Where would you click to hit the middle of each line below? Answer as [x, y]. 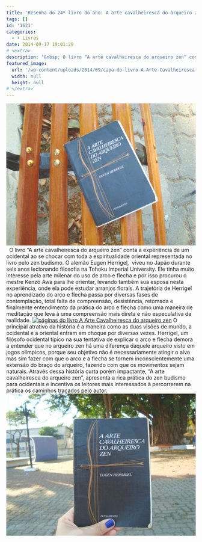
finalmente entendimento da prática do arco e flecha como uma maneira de [100, 307]
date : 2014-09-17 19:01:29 [40, 45]
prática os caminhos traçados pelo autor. [57, 390]
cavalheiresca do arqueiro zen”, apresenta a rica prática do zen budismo [96, 378]
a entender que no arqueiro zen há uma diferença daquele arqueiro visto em [101, 346]
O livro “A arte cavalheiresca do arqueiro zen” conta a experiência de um [99, 250]
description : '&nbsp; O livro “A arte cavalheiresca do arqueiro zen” [96, 57]
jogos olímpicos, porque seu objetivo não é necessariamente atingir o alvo [98, 353]
